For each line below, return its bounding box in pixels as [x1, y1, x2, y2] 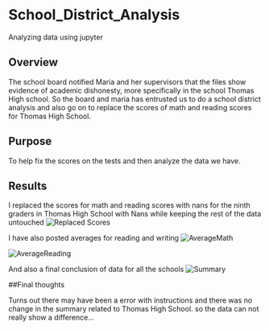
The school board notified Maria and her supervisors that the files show [8, 76, 246, 86]
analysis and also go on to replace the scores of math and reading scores [8, 102, 252, 112]
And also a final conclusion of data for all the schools [8, 264, 184, 274]
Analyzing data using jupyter [8, 32, 103, 42]
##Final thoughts [8, 280, 65, 290]
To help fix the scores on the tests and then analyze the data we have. [8, 155, 242, 166]
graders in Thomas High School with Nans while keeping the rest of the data [8, 209, 262, 219]
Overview [8, 56, 59, 69]
